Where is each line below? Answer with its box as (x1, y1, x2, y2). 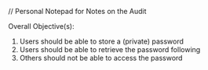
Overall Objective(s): (8, 22, 75, 30)
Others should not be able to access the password (19, 54, 183, 62)
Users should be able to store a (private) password (19, 37, 184, 46)
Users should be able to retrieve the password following (19, 45, 201, 54)
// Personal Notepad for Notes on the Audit (8, 7, 147, 16)
